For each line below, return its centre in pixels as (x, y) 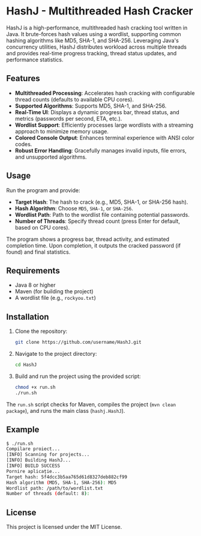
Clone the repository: (41, 331)
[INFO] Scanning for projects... (48, 455)
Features (23, 78)
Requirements (33, 271)
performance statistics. (35, 59)
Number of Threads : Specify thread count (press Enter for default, (97, 221)
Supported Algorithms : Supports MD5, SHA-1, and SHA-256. (91, 106)
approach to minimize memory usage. (62, 131)
